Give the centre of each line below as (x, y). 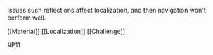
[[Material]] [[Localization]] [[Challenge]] (66, 31)
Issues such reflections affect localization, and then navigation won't (106, 10)
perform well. (27, 18)
